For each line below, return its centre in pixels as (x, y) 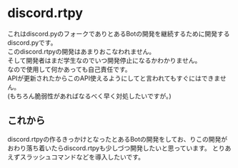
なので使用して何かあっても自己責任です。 (69, 69)
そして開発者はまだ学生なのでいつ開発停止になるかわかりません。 (104, 60)
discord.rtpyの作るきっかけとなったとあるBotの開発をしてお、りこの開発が (117, 139)
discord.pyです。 (32, 42)
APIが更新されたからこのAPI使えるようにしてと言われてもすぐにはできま (114, 78)
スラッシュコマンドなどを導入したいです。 (82, 157)
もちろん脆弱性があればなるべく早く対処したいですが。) (90, 96)
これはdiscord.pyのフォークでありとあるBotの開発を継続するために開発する (119, 33)
